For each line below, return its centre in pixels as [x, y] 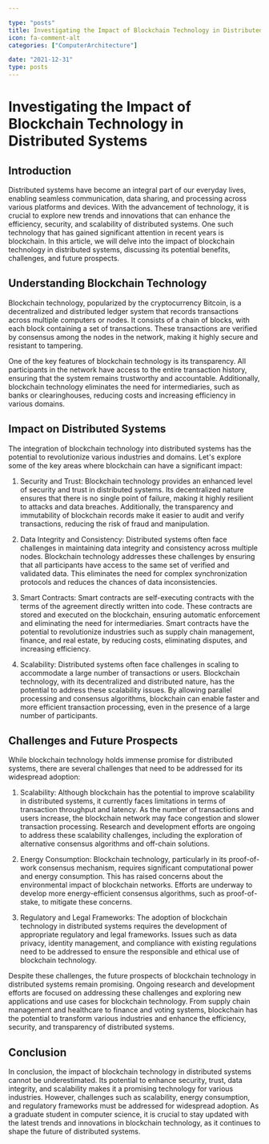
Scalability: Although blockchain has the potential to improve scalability [137, 793]
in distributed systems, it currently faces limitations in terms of [123, 801]
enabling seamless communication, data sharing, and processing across [127, 198]
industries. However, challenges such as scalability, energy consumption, [129, 1097]
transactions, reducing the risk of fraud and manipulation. [114, 524]
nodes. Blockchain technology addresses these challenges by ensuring [137, 556]
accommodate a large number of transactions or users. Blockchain [130, 672]
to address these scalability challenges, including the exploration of [131, 836]
